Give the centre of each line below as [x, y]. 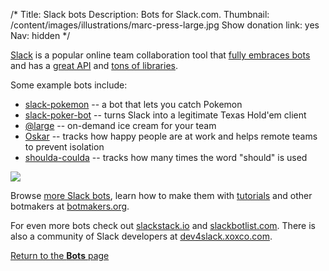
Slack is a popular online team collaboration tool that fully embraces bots [160, 55]
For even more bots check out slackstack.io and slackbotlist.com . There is [163, 225]
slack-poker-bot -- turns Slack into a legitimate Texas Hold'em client [165, 115]
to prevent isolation [64, 147]
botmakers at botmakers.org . [70, 206]
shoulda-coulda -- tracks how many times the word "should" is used [166, 157]
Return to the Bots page [60, 255]
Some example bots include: [69, 85]
